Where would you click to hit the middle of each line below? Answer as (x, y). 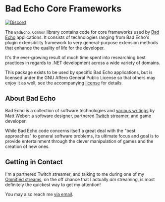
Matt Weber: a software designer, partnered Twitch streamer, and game (78, 116)
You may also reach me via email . (39, 194)
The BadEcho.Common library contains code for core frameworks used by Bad (82, 32)
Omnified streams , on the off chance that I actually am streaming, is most (80, 179)
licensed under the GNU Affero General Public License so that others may (80, 77)
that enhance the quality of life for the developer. (55, 48)
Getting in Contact (34, 162)
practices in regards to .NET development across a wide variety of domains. (83, 63)
